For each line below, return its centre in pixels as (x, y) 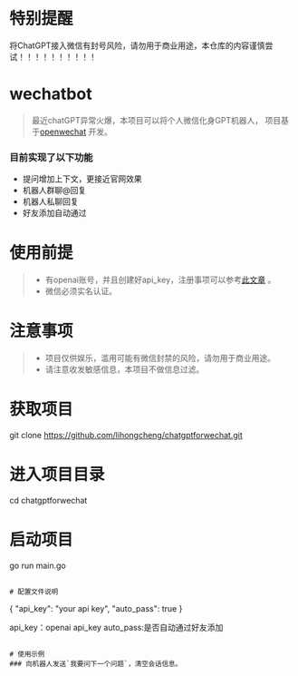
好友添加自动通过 (54, 213)
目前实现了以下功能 (51, 157)
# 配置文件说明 (34, 592)
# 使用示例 (27, 654)
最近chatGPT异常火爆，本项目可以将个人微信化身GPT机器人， (147, 120)
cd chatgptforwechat (48, 500)
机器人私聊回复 (50, 201)
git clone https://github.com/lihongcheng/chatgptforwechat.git (126, 435)
